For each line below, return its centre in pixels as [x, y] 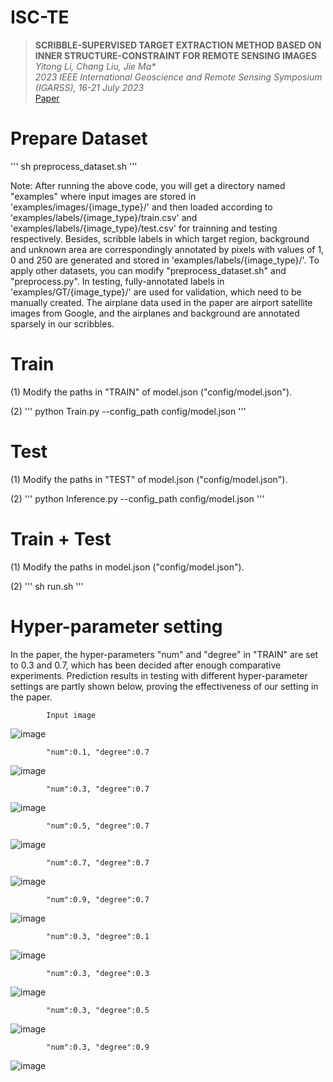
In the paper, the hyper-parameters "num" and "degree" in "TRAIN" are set [164, 654]
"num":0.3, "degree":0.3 [98, 973]
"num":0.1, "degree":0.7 [98, 752]
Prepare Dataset [79, 138]
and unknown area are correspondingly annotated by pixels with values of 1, [167, 249]
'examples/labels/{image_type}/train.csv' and [104, 217]
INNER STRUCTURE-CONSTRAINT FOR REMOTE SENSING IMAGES [175, 55]
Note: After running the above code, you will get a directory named [148, 185]
